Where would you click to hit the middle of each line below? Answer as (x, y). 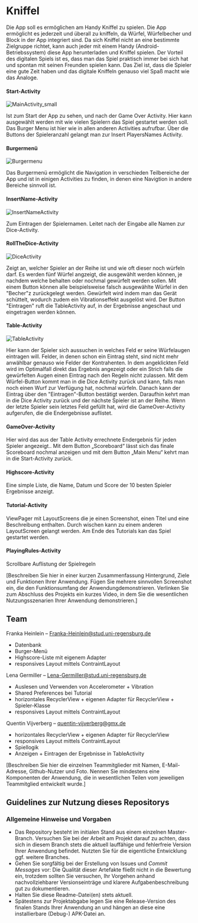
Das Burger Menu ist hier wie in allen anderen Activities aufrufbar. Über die (98, 128)
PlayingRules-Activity (33, 551)
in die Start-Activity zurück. (39, 459)
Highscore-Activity (30, 472)
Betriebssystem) (26, 52)
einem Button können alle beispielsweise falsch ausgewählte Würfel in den (97, 287)
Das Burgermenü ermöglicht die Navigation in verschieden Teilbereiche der (98, 173)
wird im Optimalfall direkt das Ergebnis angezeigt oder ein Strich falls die (95, 369)
